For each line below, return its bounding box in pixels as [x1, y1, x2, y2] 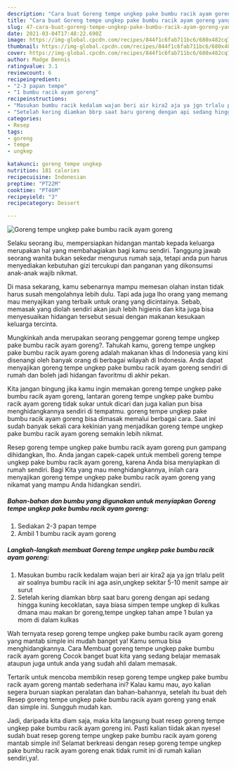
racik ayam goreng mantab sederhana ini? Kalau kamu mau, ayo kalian [7, 680, 211, 689]
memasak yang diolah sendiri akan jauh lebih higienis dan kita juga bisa [7, 305, 214, 313]
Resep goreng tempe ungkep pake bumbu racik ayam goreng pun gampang [7, 443, 227, 451]
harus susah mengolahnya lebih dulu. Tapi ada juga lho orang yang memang [7, 290, 228, 299]
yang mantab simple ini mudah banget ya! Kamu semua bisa [7, 637, 181, 645]
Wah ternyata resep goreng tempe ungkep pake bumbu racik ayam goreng [7, 630, 223, 638]
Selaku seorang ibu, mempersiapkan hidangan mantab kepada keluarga [7, 239, 215, 247]
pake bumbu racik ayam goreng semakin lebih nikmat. [7, 430, 164, 438]
